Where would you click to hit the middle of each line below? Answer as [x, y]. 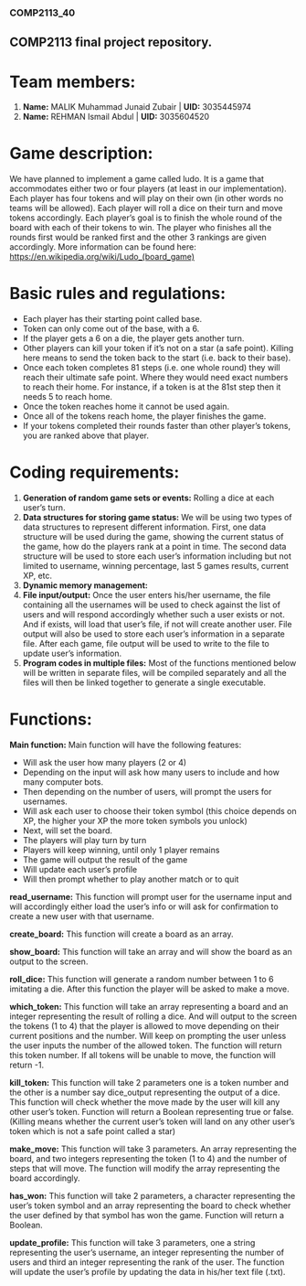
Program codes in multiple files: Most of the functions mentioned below [159, 663]
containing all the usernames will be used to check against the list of [152, 605]
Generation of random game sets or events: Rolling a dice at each [148, 498]
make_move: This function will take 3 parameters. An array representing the [153, 1149]
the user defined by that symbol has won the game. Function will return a [147, 1215]
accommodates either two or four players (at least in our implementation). [148, 188]
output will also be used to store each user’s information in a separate [153, 634]
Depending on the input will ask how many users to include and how [151, 772]
